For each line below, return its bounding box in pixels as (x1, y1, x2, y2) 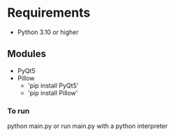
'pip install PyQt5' (27, 81, 79, 90)
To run (7, 106, 30, 115)
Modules (7, 48, 47, 60)
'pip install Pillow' (27, 88, 78, 97)
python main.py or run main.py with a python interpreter (7, 122, 168, 130)
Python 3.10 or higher (17, 28, 79, 36)
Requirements (7, 5, 91, 21)
